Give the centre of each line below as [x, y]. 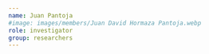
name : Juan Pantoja [41, 15]
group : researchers [41, 38]
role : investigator [41, 30]
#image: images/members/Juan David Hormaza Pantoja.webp [105, 23]
